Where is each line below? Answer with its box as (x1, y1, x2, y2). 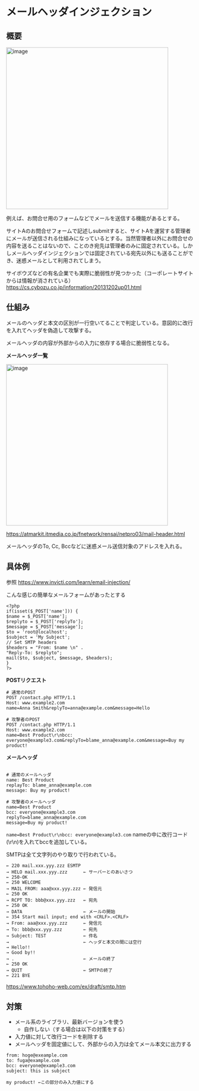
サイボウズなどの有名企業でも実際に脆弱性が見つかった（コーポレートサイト (6, 269, 194, 277)
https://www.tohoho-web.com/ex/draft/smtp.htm (6, 983, 126, 990)
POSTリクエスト (6, 676, 47, 683)
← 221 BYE (6, 972, 31, 978)
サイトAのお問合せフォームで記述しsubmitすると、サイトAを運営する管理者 (6, 227, 191, 234)
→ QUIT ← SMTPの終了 (6, 967, 113, 973)
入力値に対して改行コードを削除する (14, 1033, 104, 1041)
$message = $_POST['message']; (6, 624, 84, 630)
